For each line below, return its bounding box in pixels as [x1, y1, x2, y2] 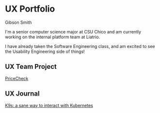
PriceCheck [5, 75, 29, 81]
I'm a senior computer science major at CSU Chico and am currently [5, 29, 142, 34]
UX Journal [5, 90, 40, 98]
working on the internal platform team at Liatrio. [5, 34, 100, 40]
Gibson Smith [5, 19, 32, 25]
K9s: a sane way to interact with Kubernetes [5, 102, 93, 108]
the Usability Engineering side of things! [5, 48, 85, 54]
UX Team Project [5, 63, 57, 71]
